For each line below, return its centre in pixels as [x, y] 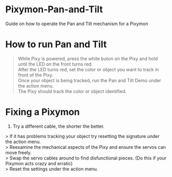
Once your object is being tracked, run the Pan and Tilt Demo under [90, 80]
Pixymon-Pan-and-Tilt [54, 9]
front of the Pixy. [35, 75]
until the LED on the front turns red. [55, 64]
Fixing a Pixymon [43, 112]
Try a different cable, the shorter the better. [59, 126]
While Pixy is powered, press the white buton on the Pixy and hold [88, 58]
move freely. [18, 152]
